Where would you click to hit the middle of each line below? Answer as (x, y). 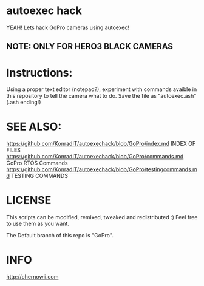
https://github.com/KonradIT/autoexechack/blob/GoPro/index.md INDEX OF (101, 144)
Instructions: (39, 73)
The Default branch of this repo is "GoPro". (60, 236)
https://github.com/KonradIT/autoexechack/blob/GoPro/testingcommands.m (102, 169)
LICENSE (29, 200)
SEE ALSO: (34, 127)
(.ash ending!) (24, 102)
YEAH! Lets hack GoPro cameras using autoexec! (68, 27)
